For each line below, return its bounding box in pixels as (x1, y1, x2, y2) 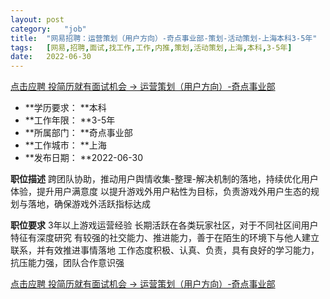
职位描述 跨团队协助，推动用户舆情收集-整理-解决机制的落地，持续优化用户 (10, 173, 319, 185)
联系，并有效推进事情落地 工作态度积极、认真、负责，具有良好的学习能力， (10, 244, 320, 256)
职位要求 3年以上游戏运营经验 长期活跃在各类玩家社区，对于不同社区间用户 (10, 219, 319, 231)
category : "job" (10, 24, 87, 34)
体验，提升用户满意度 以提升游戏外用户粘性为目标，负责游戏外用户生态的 (10, 186, 311, 198)
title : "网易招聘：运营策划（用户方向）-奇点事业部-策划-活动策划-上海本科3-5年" (10, 33, 318, 43)
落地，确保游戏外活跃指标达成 (27, 198, 151, 210)
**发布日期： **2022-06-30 (24, 152, 143, 164)
